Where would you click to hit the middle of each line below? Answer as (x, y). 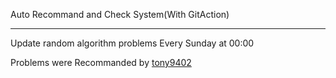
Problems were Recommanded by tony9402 (101, 62)
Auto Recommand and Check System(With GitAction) (120, 14)
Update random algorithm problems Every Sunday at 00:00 (132, 43)
